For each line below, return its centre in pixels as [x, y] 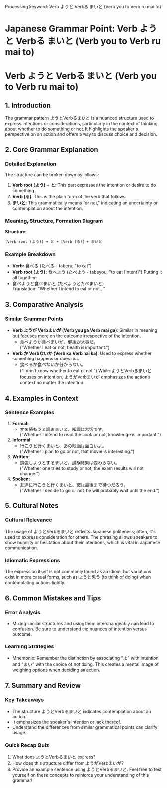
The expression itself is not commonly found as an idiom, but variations [78, 571]
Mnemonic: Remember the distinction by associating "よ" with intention [85, 658]
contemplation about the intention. [47, 208]
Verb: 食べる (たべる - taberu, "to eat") [52, 266]
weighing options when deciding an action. [56, 670]
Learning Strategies [30, 646]
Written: [21, 457]
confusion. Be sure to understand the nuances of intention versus [80, 629]
